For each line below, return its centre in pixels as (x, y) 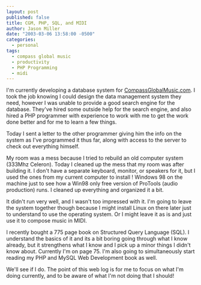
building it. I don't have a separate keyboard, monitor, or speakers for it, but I (101, 171)
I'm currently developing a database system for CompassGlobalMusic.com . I (101, 90)
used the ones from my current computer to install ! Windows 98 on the (94, 177)
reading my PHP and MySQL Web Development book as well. (82, 258)
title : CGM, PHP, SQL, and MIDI (46, 23)
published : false (28, 17)
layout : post (22, 12)
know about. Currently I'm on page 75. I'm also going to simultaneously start (100, 251)
